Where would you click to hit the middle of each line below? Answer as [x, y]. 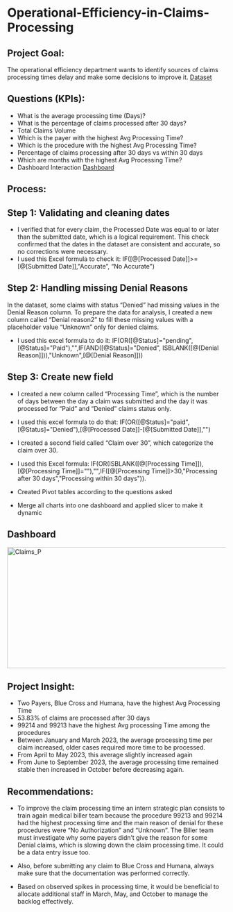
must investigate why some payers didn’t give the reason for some [112, 838]
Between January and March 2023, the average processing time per [115, 740]
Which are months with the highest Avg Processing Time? [100, 160]
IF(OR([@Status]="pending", [153, 340]
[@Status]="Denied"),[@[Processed [69, 429]
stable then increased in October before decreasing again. [101, 770]
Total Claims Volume [46, 130]
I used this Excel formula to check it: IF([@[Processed [94, 259]
